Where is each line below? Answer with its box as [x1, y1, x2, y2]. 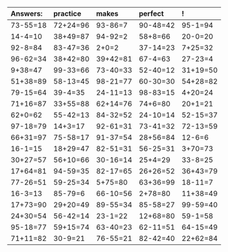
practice [53, 9, 82, 18]
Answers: [10, 9, 43, 18]
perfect [139, 9, 164, 18]
